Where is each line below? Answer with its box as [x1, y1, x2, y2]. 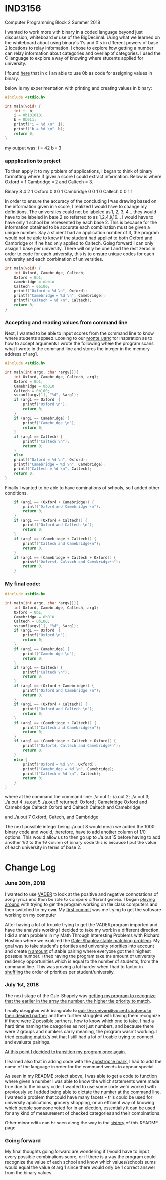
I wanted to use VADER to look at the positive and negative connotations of [5, 891, 158, 897]
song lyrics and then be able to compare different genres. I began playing [5, 896, 155, 902]
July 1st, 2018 [5, 981, 39, 988]
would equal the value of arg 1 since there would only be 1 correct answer [5, 1164, 156, 1170]
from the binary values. [5, 1170, 53, 1176]
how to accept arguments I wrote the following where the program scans [5, 340, 154, 347]
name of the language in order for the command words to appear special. [5, 1064, 155, 1069]
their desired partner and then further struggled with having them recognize [5, 1012, 160, 1018]
